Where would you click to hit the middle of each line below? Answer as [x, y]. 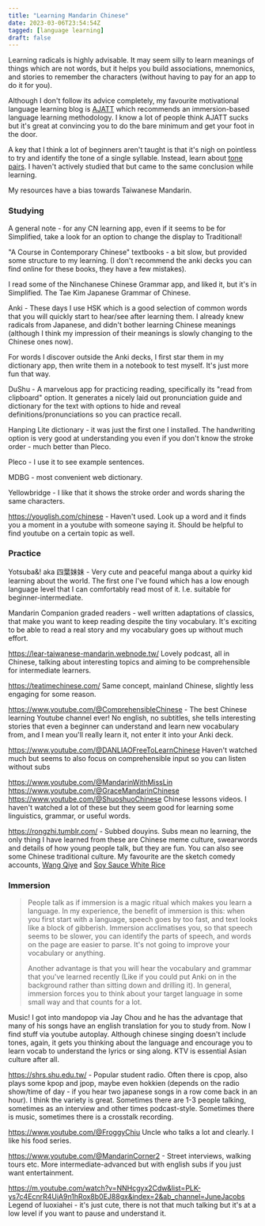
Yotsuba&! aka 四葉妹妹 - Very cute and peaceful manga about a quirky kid [130, 572]
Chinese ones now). [41, 341]
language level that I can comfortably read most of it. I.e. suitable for [119, 589]
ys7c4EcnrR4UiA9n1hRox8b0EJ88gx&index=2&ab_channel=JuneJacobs [127, 1197]
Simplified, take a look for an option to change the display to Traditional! [125, 236]
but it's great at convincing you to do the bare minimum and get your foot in [131, 126]
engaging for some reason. [52, 694]
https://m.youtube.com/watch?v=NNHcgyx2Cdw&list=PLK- [105, 1188]
